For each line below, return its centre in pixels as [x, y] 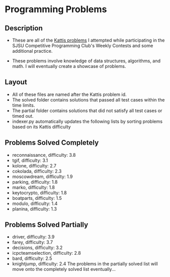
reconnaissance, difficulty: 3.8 [44, 155]
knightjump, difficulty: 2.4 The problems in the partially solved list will [85, 264]
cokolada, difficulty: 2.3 [37, 171]
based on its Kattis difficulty [41, 127]
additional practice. [32, 51]
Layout [16, 82]
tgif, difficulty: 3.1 [30, 160]
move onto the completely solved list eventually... [64, 269]
